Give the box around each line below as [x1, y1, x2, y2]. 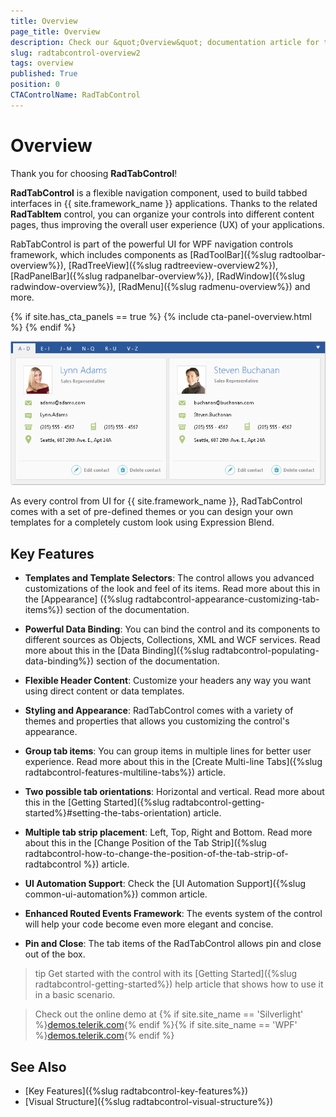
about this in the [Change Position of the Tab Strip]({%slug [24, 837, 267, 849]
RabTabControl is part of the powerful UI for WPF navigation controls [10, 238, 294, 250]
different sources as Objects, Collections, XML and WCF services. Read [24, 634, 321, 646]
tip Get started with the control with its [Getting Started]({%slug [34, 968, 298, 980]
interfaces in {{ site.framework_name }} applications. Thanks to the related [10, 197, 318, 209]
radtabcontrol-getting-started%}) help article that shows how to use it [34, 978, 324, 990]
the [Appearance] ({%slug [24, 593, 133, 605]
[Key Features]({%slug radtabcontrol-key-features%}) [24, 1085, 248, 1097]
